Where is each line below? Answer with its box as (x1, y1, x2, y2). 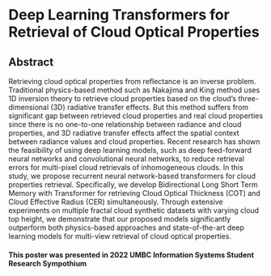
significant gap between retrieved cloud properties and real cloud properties (8, 111, 264, 121)
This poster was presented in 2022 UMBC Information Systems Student (8, 249, 255, 260)
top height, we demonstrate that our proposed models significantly (8, 214, 231, 223)
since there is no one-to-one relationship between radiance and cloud (8, 120, 242, 129)
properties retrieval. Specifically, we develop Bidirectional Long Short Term (8, 180, 258, 189)
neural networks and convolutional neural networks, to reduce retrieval (8, 154, 245, 163)
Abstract (8, 55, 54, 69)
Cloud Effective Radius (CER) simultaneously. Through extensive (8, 197, 224, 206)
